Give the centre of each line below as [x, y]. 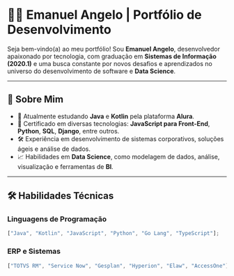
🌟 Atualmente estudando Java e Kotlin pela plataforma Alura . [106, 116]
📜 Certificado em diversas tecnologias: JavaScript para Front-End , [114, 123]
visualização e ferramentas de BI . [65, 166]
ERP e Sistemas [34, 252]
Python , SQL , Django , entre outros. [68, 131]
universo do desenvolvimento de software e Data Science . [92, 71]
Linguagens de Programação [57, 219]
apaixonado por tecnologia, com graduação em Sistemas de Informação [112, 56]
